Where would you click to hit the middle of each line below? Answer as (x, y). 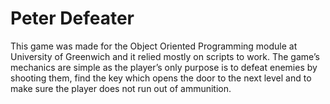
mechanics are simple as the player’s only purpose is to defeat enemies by (164, 67)
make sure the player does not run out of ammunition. (121, 88)
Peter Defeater (72, 18)
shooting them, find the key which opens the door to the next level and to (161, 78)
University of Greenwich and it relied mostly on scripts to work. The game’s (165, 56)
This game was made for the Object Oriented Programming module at (154, 46)
